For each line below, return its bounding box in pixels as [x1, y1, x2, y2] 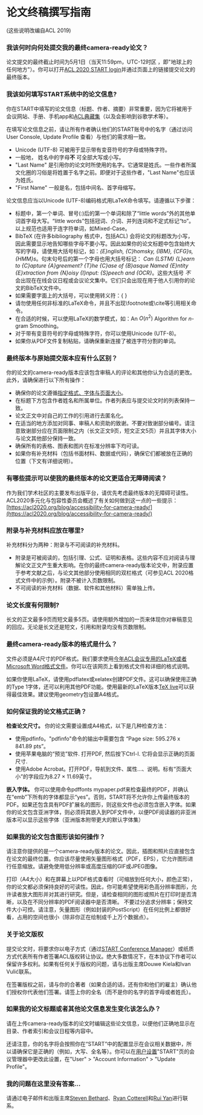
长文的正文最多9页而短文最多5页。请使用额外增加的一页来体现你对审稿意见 [6, 616, 193, 623]
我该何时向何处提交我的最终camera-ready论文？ [6, 43, 149, 52]
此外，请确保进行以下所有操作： [6, 376, 86, 384]
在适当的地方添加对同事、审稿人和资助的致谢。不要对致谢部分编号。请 [14, 419, 190, 427]
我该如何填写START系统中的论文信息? [6, 90, 117, 99]
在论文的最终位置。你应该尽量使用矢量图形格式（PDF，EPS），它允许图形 [6, 855, 188, 862]
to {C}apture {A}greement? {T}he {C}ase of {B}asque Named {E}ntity [14, 262, 188, 269]
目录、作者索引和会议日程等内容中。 [6, 1027, 97, 1034]
